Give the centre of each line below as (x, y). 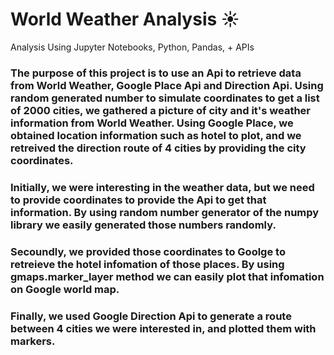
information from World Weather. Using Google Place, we (152, 123)
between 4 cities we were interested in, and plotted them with (163, 328)
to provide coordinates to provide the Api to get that (138, 200)
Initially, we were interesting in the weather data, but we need (162, 187)
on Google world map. (65, 289)
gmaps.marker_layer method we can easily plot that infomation (167, 276)
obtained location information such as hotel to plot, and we (156, 135)
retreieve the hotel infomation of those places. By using (147, 264)
